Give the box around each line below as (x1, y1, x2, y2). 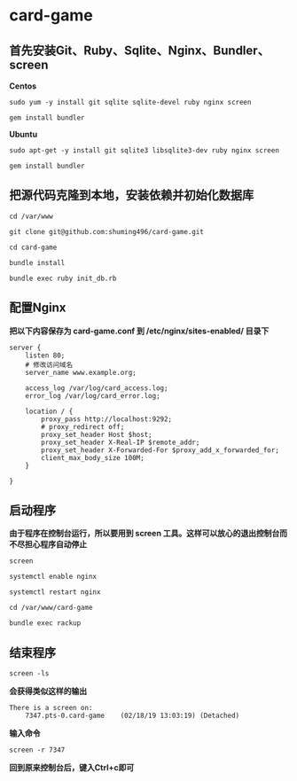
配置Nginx (9, 301, 66, 316)
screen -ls (9, 669, 50, 678)
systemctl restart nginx (9, 588, 101, 597)
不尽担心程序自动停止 (9, 539, 87, 550)
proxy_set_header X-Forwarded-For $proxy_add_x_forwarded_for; (41, 445, 279, 455)
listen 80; (25, 351, 66, 360)
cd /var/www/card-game (9, 604, 93, 613)
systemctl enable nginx (9, 573, 98, 582)
